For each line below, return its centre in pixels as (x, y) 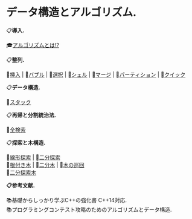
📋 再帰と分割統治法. (31, 115)
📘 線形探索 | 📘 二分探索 (33, 157)
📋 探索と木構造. (26, 142)
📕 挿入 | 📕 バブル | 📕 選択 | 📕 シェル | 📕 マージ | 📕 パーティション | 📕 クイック (96, 74)
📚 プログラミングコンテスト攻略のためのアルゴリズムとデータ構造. (89, 209)
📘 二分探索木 (21, 172)
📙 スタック (19, 102)
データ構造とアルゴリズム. (72, 12)
